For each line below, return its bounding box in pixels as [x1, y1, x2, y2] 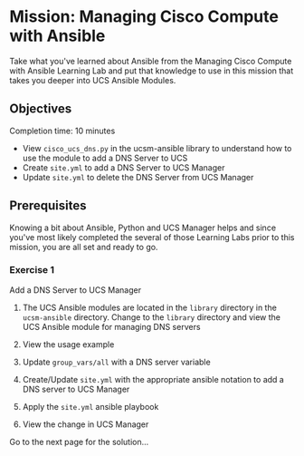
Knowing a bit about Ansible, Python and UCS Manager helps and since [9, 222, 277, 233]
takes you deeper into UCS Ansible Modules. [9, 74, 176, 85]
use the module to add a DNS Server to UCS [22, 152, 188, 163]
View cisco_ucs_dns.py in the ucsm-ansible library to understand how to [22, 142, 292, 153]
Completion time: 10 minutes [9, 125, 116, 136]
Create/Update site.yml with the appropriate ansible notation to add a [22, 374, 285, 384]
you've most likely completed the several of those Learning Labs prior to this [9, 231, 295, 242]
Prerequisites [9, 198, 87, 214]
